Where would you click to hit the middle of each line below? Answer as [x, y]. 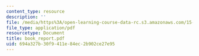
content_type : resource [36, 11]
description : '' [26, 17]
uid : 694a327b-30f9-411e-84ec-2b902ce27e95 [61, 44]
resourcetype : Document [36, 33]
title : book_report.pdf [36, 38]
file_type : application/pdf [41, 28]
